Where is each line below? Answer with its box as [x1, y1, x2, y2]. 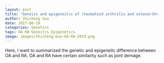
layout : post [5, 7, 32, 12]
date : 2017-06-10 [5, 20, 41, 26]
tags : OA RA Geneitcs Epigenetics [5, 30, 76, 34]
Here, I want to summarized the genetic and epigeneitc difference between [5, 47, 156, 53]
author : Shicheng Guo [5, 16, 49, 21]
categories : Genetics [5, 25, 49, 30]
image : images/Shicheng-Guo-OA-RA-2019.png [5, 34, 95, 39]
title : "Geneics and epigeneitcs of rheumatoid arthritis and [5, 12, 134, 16]
